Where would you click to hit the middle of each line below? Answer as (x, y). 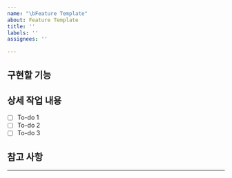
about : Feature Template (43, 20)
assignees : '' (28, 39)
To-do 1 (28, 117)
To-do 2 (29, 126)
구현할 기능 (29, 75)
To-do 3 (29, 133)
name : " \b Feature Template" (48, 13)
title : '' (21, 26)
